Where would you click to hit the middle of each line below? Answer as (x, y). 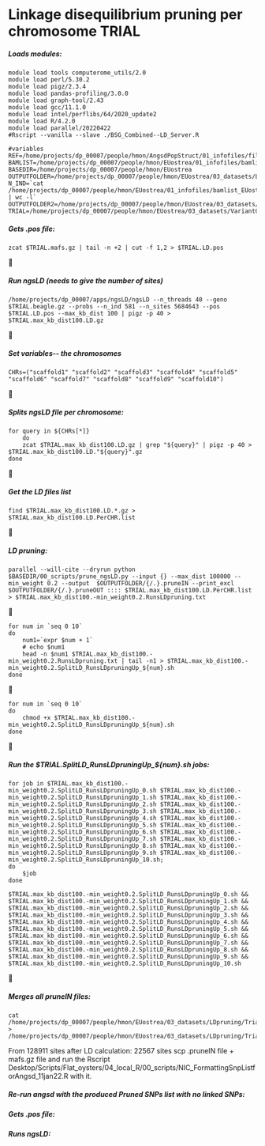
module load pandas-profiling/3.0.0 (68, 94)
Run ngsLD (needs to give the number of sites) (86, 280)
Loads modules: (35, 54)
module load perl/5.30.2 (49, 80)
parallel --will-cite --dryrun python (72, 569)
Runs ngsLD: (30, 1134)
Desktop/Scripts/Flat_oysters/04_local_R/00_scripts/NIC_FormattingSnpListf (132, 1067)
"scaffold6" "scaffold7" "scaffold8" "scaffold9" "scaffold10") (116, 380)
